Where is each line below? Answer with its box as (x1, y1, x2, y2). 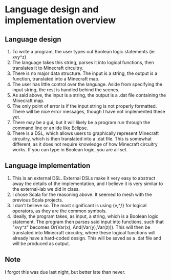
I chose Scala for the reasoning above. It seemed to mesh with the (12, 191, 152, 197)
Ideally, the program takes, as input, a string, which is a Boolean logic (12, 213, 159, 219)
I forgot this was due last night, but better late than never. (5, 269, 126, 275)
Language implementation (5, 162, 91, 170)
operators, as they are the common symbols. (12, 208, 107, 214)
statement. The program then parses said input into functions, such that (12, 218, 164, 225)
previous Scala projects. (12, 196, 63, 203)
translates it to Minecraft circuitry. (12, 65, 84, 71)
